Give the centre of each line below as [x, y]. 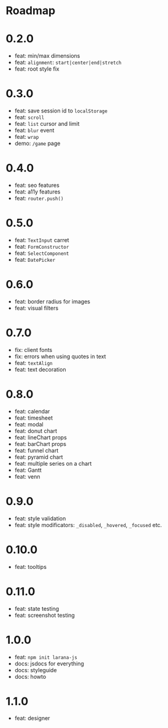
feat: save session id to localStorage [61, 111]
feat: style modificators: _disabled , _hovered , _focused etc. [88, 525]
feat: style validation [40, 518]
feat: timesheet [34, 418]
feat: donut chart [36, 431]
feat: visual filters [36, 308]
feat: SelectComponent [42, 253]
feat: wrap [27, 137]
